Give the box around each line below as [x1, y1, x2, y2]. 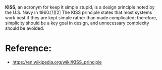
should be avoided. [5, 25, 45, 31]
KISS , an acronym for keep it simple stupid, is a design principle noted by [5, 4, 155, 10]
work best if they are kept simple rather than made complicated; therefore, [5, 15, 158, 20]
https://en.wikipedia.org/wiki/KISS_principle [12, 59, 102, 65]
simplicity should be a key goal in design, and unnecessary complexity [5, 20, 150, 26]
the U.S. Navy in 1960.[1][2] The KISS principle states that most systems [5, 9, 152, 15]
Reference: [5, 43, 52, 54]
